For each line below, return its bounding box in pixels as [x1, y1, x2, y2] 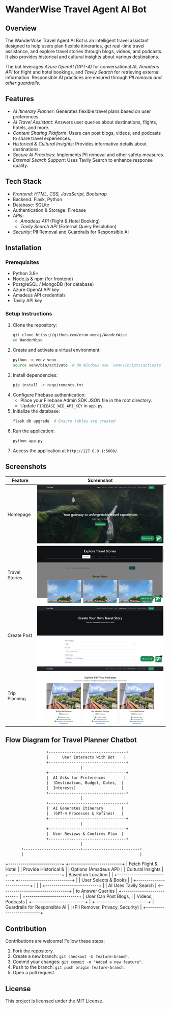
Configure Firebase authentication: [12, 391, 86, 398]
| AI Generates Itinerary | [46, 806, 124, 811]
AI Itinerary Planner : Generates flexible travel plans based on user [12, 108, 151, 114]
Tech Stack [5, 177, 42, 186]
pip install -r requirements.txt [12, 383, 84, 388]
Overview [5, 24, 37, 33]
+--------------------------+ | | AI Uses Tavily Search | [42, 882, 157, 889]
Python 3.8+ [12, 270, 39, 277]
